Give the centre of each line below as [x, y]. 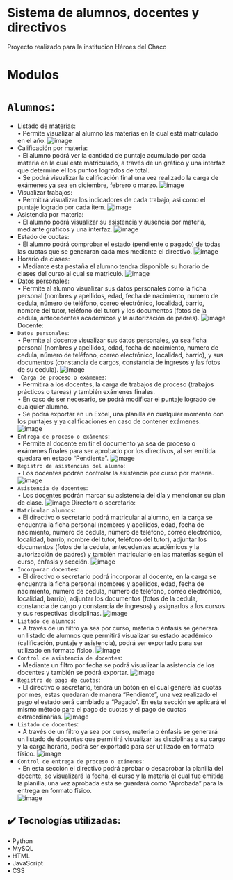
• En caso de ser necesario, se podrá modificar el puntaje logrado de [116, 399]
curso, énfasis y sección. [53, 562]
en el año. [32, 141]
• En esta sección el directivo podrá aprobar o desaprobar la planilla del [120, 769]
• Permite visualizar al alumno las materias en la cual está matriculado [118, 133]
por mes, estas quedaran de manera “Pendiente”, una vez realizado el [117, 695]
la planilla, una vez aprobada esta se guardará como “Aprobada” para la [120, 783]
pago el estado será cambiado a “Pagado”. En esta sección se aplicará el [122, 702]
